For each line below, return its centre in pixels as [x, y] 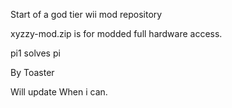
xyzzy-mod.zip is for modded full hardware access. [116, 33]
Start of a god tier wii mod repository [86, 14]
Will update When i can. [59, 92]
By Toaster [32, 72]
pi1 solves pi [35, 53]
